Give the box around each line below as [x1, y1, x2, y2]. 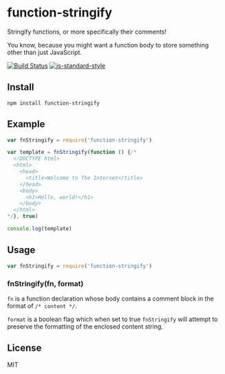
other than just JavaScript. [7, 48, 83, 56]
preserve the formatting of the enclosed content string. [7, 322, 164, 331]
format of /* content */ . [7, 301, 77, 310]
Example [7, 118, 45, 130]
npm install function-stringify [7, 100, 100, 107]
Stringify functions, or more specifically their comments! [7, 27, 167, 36]
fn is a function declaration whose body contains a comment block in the [7, 294, 215, 302]
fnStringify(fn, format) [7, 278, 84, 288]
